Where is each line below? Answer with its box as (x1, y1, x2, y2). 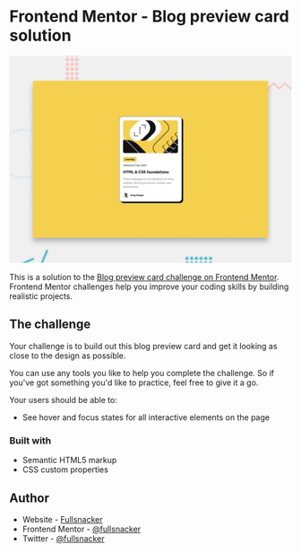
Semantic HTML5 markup (21, 455, 117, 466)
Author (9, 490, 49, 505)
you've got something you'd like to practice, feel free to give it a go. (9, 377, 259, 388)
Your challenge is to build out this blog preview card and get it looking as (9, 340, 278, 351)
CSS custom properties (21, 464, 109, 475)
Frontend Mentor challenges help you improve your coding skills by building (9, 281, 289, 293)
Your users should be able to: (9, 394, 118, 405)
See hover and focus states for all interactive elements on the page (21, 411, 271, 423)
